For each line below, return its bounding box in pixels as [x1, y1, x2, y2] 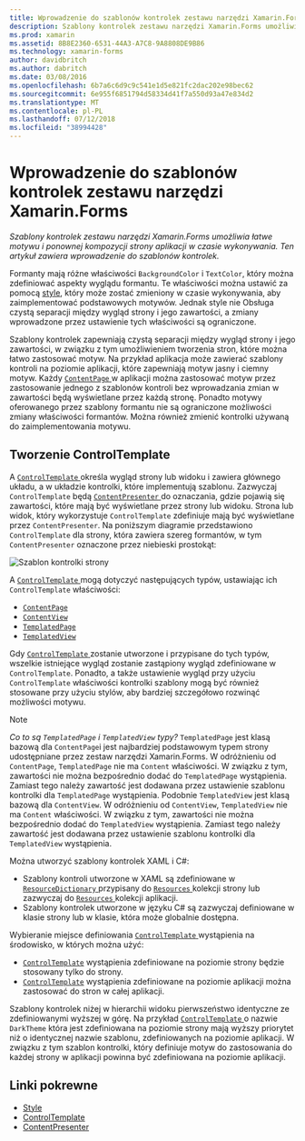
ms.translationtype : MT [9, 97, 100, 107]
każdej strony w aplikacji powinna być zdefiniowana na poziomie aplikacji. [9, 1051, 286, 1062]
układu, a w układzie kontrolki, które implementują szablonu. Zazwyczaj [9, 481, 277, 492]
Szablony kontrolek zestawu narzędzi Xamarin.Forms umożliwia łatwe [9, 231, 273, 242]
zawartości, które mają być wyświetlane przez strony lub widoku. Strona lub [9, 500, 294, 511]
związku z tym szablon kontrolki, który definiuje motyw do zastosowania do [9, 1042, 293, 1053]
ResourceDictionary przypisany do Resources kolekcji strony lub [22, 883, 261, 894]
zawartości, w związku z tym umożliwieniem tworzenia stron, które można [9, 343, 288, 355]
